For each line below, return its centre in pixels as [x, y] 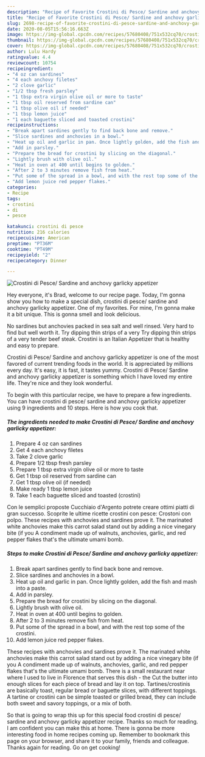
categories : [22, 187]
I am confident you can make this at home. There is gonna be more [91, 728]
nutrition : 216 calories [38, 232]
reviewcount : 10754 [32, 63]
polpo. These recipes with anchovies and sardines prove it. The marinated [100, 520]
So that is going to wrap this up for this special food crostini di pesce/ [94, 715]
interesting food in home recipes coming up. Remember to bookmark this [99, 734]
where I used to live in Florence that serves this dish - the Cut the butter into [102, 678]
